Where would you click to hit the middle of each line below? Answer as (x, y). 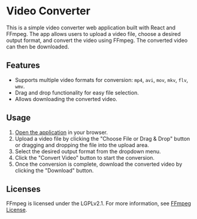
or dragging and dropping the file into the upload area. (82, 145)
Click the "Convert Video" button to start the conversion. (84, 157)
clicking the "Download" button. (54, 170)
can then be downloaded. (38, 47)
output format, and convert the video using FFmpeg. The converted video (97, 40)
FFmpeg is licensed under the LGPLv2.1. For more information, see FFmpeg (99, 203)
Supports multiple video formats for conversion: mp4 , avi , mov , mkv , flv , (101, 80)
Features (23, 66)
